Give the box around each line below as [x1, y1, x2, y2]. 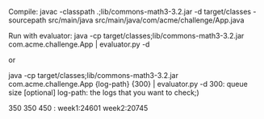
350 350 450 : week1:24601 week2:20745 [8, 104, 149, 113]
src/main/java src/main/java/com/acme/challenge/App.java [48, 15, 245, 25]
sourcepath [8, 15, 47, 25]
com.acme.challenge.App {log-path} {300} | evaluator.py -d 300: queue [8, 80, 248, 88]
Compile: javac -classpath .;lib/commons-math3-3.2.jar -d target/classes [8, 7, 252, 16]
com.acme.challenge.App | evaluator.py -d [8, 39, 150, 49]
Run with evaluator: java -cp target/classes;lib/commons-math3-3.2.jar [8, 31, 245, 40]
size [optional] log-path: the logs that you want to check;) [8, 88, 199, 97]
